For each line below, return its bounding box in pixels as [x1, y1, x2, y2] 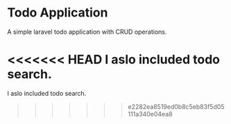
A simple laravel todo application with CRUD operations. [7, 28, 167, 36]
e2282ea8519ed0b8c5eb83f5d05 [128, 102, 225, 111]
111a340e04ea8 [128, 110, 173, 118]
